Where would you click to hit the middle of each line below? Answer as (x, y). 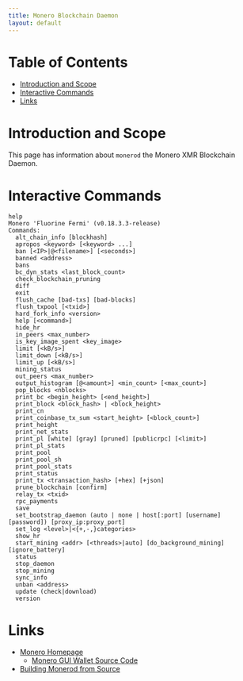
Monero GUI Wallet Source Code (85, 660)
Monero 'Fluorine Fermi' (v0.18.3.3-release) (84, 224)
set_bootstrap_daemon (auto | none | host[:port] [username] (118, 516)
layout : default (35, 23)
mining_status (38, 370)
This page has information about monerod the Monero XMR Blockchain (122, 155)
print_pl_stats (40, 446)
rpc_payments (37, 502)
